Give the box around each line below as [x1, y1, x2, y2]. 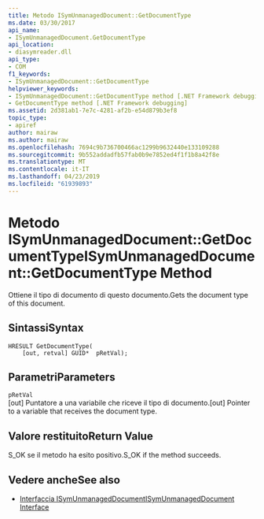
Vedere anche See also [8, 473, 120, 487]
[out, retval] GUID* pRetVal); [22, 349, 128, 357]
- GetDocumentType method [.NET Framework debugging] [8, 99, 189, 107]
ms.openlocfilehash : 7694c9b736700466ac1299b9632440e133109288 [8, 143, 220, 151]
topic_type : [8, 114, 47, 122]
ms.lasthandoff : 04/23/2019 [8, 172, 101, 181]
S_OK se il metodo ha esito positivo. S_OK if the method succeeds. [8, 450, 222, 460]
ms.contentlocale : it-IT [8, 165, 90, 173]
